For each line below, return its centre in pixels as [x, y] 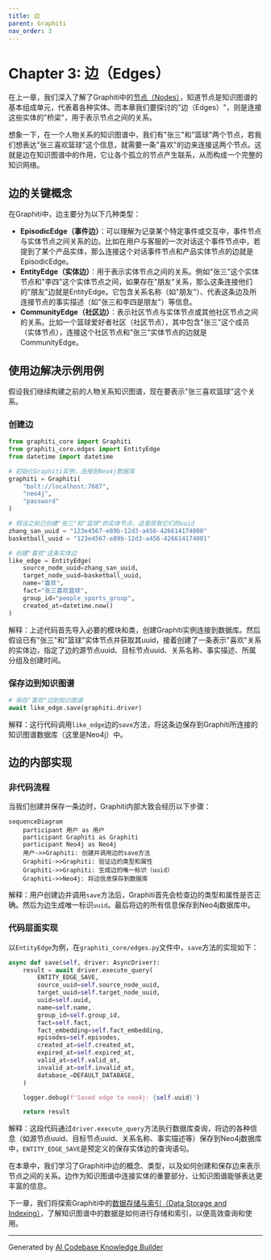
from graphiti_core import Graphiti [70, 442]
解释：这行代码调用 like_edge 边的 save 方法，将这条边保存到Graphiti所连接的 [133, 724]
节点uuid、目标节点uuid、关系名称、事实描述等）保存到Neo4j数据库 [149, 1139]
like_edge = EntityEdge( [50, 560]
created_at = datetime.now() [68, 606]
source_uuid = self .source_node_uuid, [99, 985]
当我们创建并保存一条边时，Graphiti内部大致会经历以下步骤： [110, 806]
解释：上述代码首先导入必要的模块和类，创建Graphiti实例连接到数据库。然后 [134, 630]
